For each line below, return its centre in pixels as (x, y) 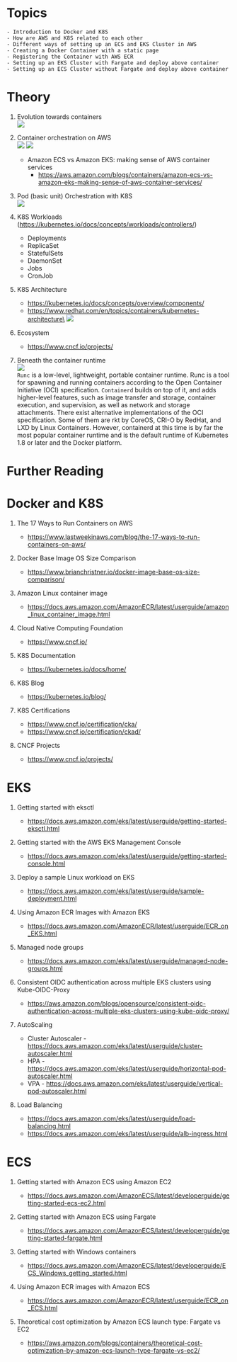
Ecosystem (33, 333)
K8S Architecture (42, 289)
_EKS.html (42, 933)
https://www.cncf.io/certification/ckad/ (84, 732)
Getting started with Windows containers (76, 1252)
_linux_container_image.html (69, 614)
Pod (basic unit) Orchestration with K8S (75, 195)
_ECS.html (42, 1307)
